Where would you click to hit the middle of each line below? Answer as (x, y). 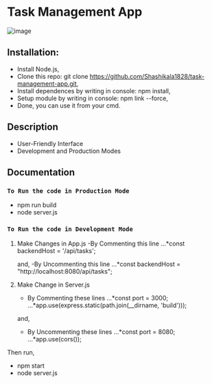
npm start (31, 365)
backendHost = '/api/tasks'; (56, 250)
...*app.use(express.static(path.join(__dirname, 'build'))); (107, 305)
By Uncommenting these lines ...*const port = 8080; (101, 332)
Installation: (33, 52)
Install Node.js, (38, 69)
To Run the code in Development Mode (70, 229)
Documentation (41, 172)
